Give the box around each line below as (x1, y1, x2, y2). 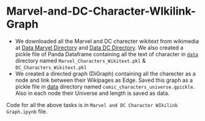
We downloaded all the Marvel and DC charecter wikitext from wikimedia (15, 37, 199, 45)
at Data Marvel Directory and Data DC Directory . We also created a (15, 44, 184, 51)
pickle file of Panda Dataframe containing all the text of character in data (15, 50, 199, 57)
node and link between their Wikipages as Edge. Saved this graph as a (15, 76, 193, 84)
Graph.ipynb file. (6, 108, 48, 115)
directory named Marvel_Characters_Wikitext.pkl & (15, 57, 146, 64)
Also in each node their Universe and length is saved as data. (15, 89, 170, 97)
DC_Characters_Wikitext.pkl (15, 64, 87, 71)
